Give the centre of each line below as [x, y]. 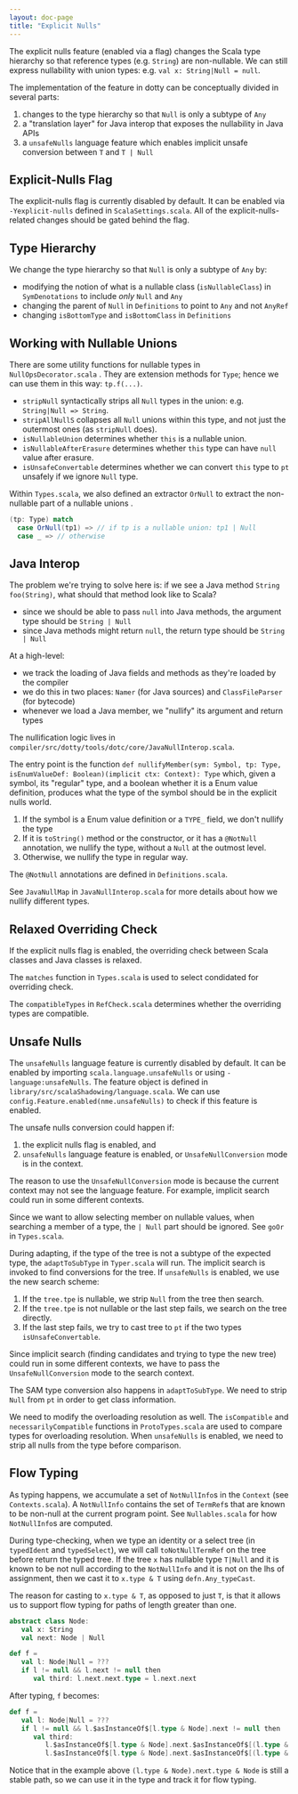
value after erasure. [58, 457]
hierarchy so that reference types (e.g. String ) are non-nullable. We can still [149, 61]
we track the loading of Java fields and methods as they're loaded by [149, 673]
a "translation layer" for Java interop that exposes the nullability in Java [153, 123]
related [22, 220]
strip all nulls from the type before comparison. [95, 1445]
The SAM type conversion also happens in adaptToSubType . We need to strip [148, 1390]
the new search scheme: [54, 1282]
